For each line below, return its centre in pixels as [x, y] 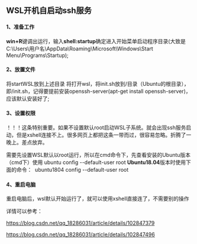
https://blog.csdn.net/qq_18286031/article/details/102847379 [80, 223]
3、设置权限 [21, 113]
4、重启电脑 [21, 184]
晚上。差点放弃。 [27, 142]
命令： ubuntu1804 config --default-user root [72, 170]
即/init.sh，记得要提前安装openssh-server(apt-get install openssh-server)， [98, 91]
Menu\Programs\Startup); [38, 55]
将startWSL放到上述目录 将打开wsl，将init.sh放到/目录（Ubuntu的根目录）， [98, 84]
